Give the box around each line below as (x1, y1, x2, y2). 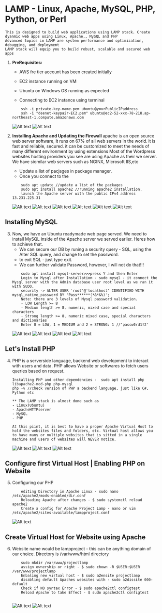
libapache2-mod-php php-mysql (12, 381, 74, 386)
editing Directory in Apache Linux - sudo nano (21, 489, 118, 494)
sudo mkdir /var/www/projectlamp (21, 561, 88, 565)
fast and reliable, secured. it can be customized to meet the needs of (12, 143, 149, 149)
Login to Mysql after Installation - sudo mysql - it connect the (21, 275, 158, 280)
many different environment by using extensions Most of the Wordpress (12, 148, 156, 154)
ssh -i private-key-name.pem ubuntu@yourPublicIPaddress (21, 106, 138, 111)
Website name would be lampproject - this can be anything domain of (12, 546, 151, 552)
